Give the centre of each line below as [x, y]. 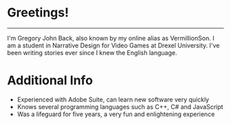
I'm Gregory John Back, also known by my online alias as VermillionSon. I [111, 38]
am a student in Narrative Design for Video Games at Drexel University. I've [113, 45]
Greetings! [38, 13]
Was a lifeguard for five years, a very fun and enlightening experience [116, 114]
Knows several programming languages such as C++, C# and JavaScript [120, 106]
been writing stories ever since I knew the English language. [92, 52]
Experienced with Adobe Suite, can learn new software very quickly [113, 99]
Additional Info [50, 81]
